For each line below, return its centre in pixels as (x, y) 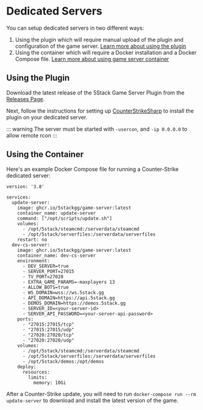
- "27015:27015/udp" (48, 329)
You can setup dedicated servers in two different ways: (75, 28)
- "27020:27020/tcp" (48, 335)
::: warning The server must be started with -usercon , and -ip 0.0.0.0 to (97, 129)
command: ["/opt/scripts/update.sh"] (65, 218)
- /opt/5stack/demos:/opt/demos (63, 362)
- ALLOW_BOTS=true (45, 287)
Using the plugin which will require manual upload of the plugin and (99, 39)
